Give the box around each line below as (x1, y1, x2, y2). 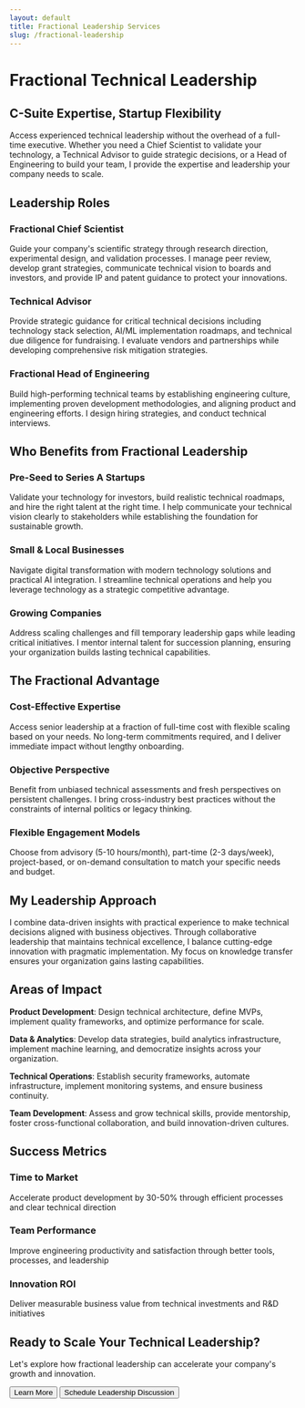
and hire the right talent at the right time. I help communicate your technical (9, 502, 293, 512)
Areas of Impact (9, 982, 103, 998)
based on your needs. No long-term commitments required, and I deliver (9, 730, 281, 741)
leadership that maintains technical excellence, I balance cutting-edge (9, 937, 273, 947)
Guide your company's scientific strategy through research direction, (9, 243, 269, 254)
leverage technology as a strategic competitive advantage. (9, 584, 229, 595)
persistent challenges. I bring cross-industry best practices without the (9, 793, 276, 804)
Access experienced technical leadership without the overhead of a (9, 129, 264, 141)
